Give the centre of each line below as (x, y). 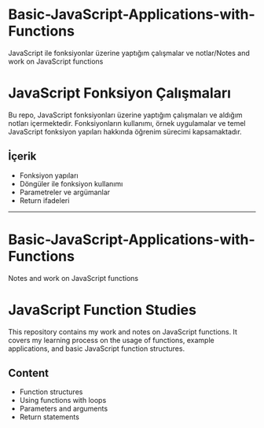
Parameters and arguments (64, 409)
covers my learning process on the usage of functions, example (111, 340)
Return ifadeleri (44, 200)
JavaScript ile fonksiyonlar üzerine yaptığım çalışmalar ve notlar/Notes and (129, 53)
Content (29, 373)
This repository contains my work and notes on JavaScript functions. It (123, 331)
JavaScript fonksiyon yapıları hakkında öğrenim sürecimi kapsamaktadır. (125, 131)
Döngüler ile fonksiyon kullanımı (71, 183)
